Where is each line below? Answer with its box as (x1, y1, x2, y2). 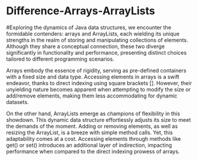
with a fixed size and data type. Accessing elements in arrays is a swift (6, 73, 180, 80)
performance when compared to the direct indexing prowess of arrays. (6, 147, 180, 155)
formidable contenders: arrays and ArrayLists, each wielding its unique (6, 30, 180, 37)
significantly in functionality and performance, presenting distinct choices (6, 49, 187, 56)
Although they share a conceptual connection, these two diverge (6, 43, 165, 50)
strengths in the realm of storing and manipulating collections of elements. (6, 36, 188, 43)
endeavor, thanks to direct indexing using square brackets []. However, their (6, 79, 192, 87)
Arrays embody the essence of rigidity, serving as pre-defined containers (6, 67, 187, 74)
